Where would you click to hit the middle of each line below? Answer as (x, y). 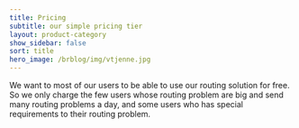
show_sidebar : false (48, 43)
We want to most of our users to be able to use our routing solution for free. (149, 85)
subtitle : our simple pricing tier (76, 26)
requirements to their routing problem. (80, 114)
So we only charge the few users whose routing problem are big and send (146, 95)
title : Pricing (38, 18)
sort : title (32, 51)
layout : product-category (58, 34)
